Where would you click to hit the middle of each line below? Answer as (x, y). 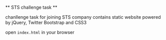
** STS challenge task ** (31, 7)
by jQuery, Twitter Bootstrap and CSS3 (46, 23)
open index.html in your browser (40, 32)
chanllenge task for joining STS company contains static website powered (83, 17)
